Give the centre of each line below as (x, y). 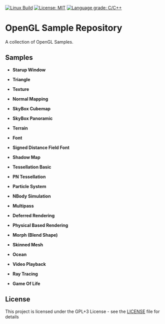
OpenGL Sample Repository (64, 28)
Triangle (21, 79)
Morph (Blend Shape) (35, 235)
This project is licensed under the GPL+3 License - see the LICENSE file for (82, 311)
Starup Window (29, 70)
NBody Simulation (31, 196)
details (12, 316)
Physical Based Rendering (40, 225)
